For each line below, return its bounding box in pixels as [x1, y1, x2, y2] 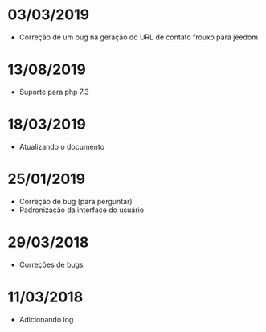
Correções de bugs [18, 260, 84, 269]
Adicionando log [18, 314, 74, 324]
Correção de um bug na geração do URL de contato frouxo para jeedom [18, 32, 259, 42]
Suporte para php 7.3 [18, 87, 89, 96]
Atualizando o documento [18, 141, 105, 151]
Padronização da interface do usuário [18, 205, 145, 215]
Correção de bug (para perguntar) [18, 196, 133, 206]
